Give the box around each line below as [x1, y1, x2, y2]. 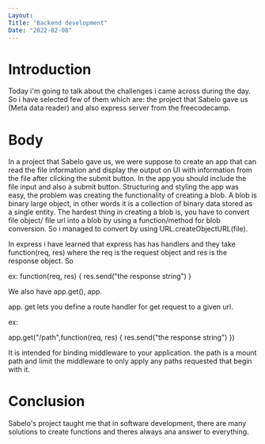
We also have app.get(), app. [8, 287, 103, 296]
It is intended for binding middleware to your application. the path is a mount [8, 348, 257, 358]
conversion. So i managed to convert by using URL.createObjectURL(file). [8, 224, 248, 234]
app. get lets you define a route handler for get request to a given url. [8, 302, 233, 312]
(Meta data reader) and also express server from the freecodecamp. [8, 103, 231, 113]
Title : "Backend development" [8, 19, 108, 27]
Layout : [8, 11, 34, 20]
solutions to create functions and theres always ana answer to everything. [8, 427, 249, 437]
